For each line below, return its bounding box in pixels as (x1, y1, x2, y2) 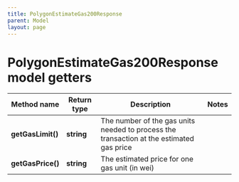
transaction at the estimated (100, 134, 194, 144)
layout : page (7, 23, 46, 31)
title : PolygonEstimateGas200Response (7, 10, 122, 18)
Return (68, 95, 92, 105)
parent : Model (7, 17, 50, 24)
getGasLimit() (11, 129, 59, 139)
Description (130, 100, 171, 109)
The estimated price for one (100, 154, 194, 164)
